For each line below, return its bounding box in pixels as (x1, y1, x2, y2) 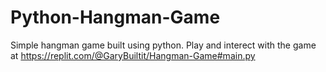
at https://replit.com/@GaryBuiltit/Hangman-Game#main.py (10, 49, 256, 61)
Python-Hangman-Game (10, 6, 221, 29)
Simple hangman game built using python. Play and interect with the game (10, 39, 317, 51)
